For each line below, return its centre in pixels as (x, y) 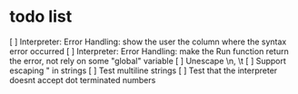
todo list (41, 17)
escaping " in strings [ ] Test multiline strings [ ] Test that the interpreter (144, 70)
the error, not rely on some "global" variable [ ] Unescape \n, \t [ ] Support (148, 61)
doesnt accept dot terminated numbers (83, 80)
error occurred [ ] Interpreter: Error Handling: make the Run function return (149, 51)
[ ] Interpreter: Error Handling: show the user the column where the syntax (148, 42)
